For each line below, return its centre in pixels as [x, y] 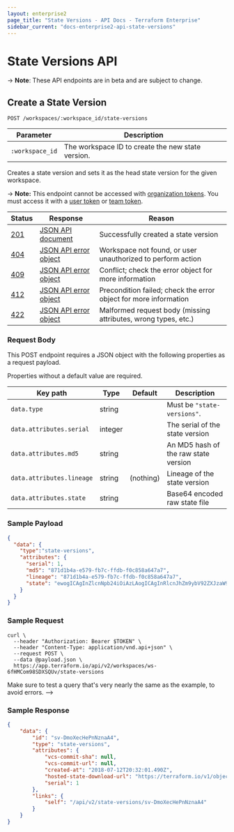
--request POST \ [39, 653]
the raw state [188, 454]
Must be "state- [194, 405]
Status [22, 218]
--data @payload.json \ [48, 660]
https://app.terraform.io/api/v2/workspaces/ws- [85, 666]
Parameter [34, 135]
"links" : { [48, 796]
